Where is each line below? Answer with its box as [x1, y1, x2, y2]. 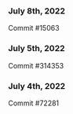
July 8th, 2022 [8, 6, 65, 17]
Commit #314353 [8, 61, 64, 70]
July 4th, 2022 [8, 80, 66, 91]
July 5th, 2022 [8, 43, 65, 54]
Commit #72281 [8, 98, 60, 108]
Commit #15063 [8, 24, 60, 33]
